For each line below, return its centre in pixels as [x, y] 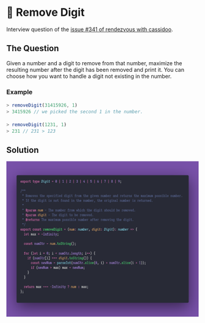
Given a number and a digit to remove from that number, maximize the [94, 63]
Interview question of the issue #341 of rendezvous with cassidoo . [90, 29]
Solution [23, 150]
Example [20, 92]
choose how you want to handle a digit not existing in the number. [89, 76]
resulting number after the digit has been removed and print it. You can [95, 69]
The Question [33, 48]
